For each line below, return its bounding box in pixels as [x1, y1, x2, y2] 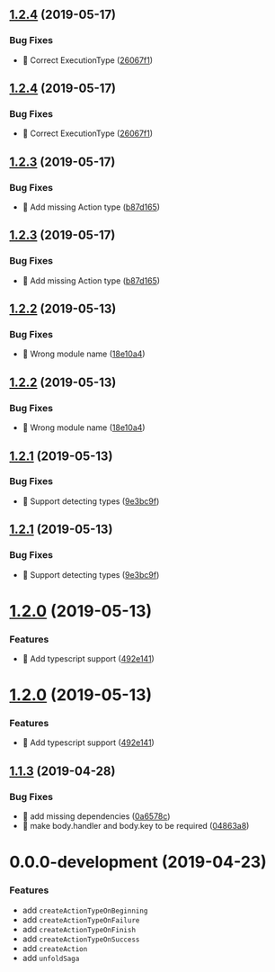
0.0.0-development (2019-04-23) [9, 852, 267, 872]
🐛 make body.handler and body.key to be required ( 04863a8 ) [22, 821, 250, 832]
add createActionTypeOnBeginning [22, 904, 148, 915]
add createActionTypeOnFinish [22, 923, 137, 934]
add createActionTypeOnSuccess [22, 933, 140, 944]
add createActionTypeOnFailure [22, 913, 140, 925]
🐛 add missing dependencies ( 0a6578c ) [22, 811, 171, 822]
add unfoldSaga [22, 952, 80, 963]
